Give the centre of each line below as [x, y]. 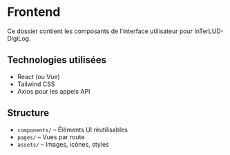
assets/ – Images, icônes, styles [63, 144]
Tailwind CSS [36, 84]
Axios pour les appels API [54, 91]
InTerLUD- [209, 31]
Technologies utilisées [57, 60]
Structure [28, 113]
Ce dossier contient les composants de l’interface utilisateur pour [100, 31]
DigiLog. [19, 38]
